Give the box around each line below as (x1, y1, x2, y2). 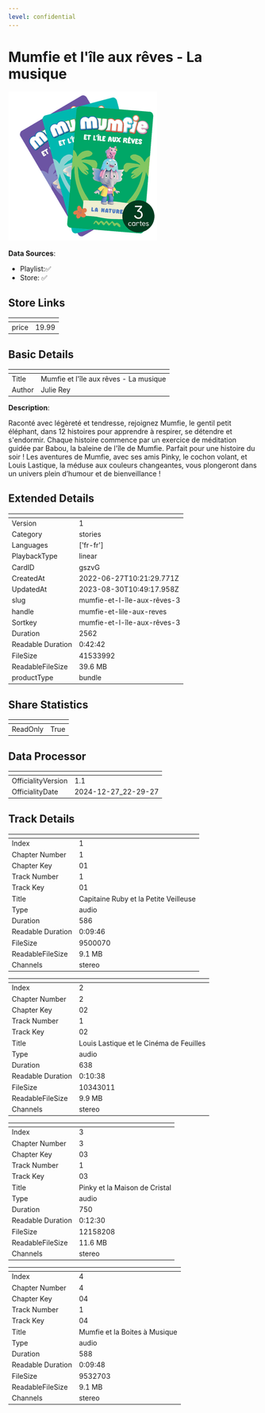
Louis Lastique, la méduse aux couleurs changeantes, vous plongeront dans (8, 460, 257, 470)
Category (11, 529, 43, 539)
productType (11, 673, 54, 682)
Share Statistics (8, 698, 89, 711)
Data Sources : (8, 248, 56, 258)
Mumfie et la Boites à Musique (79, 1326, 178, 1337)
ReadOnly (11, 725, 44, 734)
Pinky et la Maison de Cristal (79, 1183, 172, 1192)
